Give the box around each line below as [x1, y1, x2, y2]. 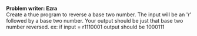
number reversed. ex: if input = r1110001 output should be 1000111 [6, 23, 165, 30]
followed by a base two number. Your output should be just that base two [6, 17, 183, 24]
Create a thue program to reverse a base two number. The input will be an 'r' [6, 11, 192, 18]
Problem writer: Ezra [6, 5, 58, 12]
